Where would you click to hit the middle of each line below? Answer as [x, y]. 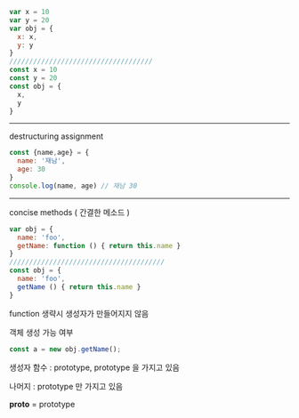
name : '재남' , [41, 161]
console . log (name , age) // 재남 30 [73, 186]
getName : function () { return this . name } [99, 245]
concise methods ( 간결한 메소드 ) [70, 212]
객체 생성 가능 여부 [41, 332]
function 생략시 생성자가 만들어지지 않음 [79, 313]
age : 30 [32, 169]
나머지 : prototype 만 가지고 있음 [66, 386]
